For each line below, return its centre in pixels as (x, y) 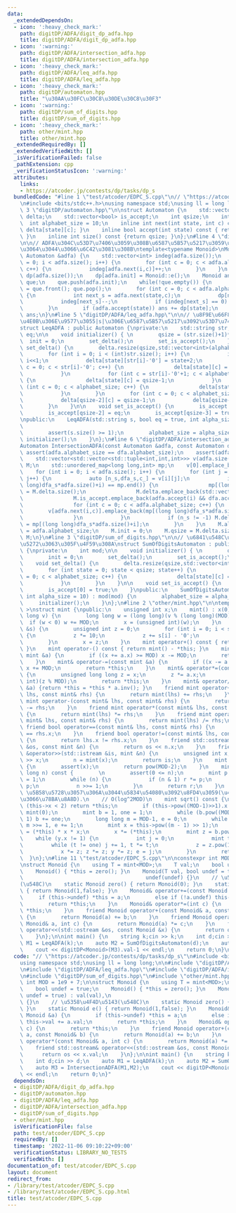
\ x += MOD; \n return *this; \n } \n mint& (102, 668)
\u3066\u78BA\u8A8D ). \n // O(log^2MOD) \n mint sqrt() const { (122, 799)
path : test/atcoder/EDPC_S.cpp (59, 1133)
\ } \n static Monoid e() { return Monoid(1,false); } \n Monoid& (125, 1008)
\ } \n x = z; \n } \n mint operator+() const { (119, 642)
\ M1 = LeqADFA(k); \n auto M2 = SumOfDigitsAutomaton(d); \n (114, 943)
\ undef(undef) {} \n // (119, 878)
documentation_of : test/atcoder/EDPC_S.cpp (72, 1166)
